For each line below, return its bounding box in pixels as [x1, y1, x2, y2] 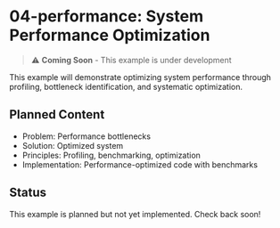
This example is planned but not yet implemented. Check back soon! [9, 208, 261, 219]
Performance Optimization [9, 25, 210, 45]
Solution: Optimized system [21, 140, 124, 151]
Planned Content [9, 107, 105, 122]
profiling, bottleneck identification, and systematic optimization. [9, 81, 243, 92]
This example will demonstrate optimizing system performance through [9, 71, 272, 82]
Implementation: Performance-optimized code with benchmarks [21, 159, 259, 170]
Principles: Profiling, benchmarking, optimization [21, 150, 201, 160]
